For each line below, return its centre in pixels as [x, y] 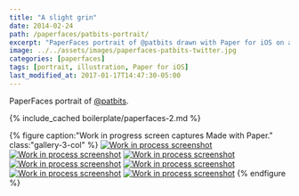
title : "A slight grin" [53, 17]
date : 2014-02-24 [41, 26]
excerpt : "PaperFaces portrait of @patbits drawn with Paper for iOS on [147, 42]
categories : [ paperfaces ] [57, 59]
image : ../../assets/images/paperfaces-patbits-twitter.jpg [123, 51]
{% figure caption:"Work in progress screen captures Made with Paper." [141, 135]
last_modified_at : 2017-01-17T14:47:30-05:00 [95, 76]
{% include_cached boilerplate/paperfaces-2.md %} [105, 118]
